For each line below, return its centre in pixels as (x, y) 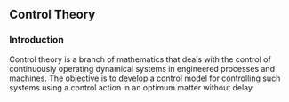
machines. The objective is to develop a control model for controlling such (145, 78)
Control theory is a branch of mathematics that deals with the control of (140, 59)
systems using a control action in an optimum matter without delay (131, 87)
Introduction (36, 40)
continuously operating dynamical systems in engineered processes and (142, 68)
